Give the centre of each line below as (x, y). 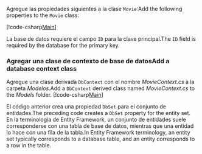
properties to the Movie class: (43, 15)
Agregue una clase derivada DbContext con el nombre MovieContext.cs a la (100, 82)
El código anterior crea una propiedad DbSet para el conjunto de (86, 107)
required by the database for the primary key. (63, 45)
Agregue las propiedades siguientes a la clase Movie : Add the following (94, 9)
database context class (42, 68)
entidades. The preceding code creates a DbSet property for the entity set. (98, 113)
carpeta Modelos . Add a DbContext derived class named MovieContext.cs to (101, 88)
